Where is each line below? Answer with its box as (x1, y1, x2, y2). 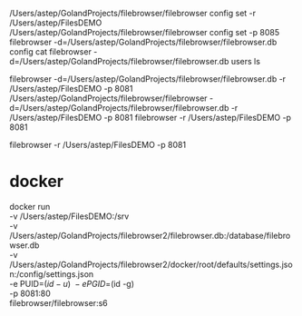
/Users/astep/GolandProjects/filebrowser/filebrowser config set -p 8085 (9, 27, 279, 37)
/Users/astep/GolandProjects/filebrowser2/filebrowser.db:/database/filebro (9, 230, 291, 241)
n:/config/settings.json (9, 268, 94, 280)
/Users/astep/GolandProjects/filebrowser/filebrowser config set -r (9, 8, 257, 18)
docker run (9, 201, 51, 212)
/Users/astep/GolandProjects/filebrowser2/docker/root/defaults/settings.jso (9, 259, 293, 270)
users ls (230, 56, 261, 66)
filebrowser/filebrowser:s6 (9, 297, 108, 308)
